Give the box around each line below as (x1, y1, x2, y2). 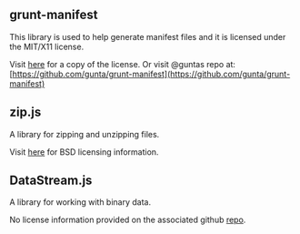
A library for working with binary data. (9, 197, 152, 208)
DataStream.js (9, 173, 93, 188)
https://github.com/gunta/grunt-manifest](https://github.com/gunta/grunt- (12, 68, 291, 79)
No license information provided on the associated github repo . (9, 214, 246, 226)
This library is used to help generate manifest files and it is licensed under (9, 31, 286, 42)
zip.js (9, 105, 42, 120)
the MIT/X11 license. (9, 41, 85, 52)
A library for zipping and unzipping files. (9, 128, 160, 139)
